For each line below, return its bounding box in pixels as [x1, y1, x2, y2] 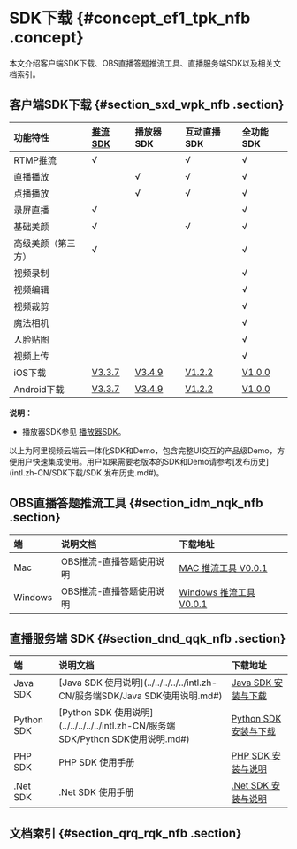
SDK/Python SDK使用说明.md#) [58, 733, 190, 745]
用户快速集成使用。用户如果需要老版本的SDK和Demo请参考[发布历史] [16, 456, 270, 467]
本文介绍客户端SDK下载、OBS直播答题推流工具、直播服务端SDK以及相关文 [9, 58, 281, 68]
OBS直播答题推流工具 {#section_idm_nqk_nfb [9, 496, 263, 511]
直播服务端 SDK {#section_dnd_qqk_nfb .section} [9, 630, 286, 646]
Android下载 [13, 382, 65, 395]
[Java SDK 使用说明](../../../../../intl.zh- [58, 676, 218, 689]
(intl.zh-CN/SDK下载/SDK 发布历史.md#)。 [9, 467, 164, 478]
